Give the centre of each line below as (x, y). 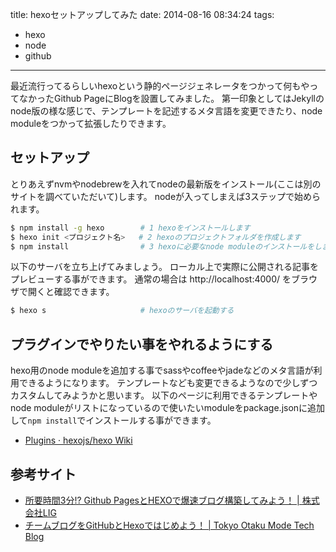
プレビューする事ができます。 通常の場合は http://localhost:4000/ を (151, 279)
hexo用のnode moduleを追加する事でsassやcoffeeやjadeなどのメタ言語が (162, 370)
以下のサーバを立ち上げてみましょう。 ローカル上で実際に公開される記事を (164, 267)
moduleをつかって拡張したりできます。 (91, 123)
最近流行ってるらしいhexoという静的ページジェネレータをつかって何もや (160, 86)
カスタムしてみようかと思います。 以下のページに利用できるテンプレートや (164, 395)
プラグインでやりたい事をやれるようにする (142, 344)
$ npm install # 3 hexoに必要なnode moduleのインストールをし (166, 246)
